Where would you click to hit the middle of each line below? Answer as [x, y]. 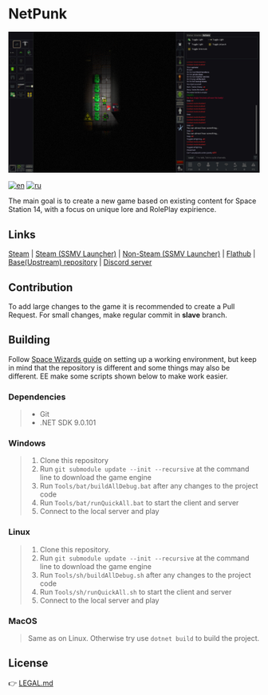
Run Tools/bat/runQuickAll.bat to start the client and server [139, 503]
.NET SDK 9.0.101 [68, 422]
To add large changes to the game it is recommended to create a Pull [122, 307]
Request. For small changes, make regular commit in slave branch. [118, 315]
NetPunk [38, 14]
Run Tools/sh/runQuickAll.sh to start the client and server [136, 591]
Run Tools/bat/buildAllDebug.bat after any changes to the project [149, 486]
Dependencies [37, 397]
